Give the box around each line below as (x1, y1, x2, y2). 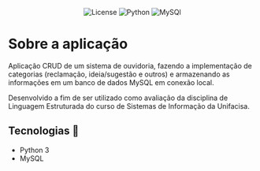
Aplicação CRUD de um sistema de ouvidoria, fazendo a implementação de (8, 61, 252, 70)
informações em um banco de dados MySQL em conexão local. (8, 77, 214, 87)
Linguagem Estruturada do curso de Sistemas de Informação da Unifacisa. (8, 101, 250, 110)
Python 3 (19, 145, 50, 154)
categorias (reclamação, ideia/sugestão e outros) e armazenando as (8, 69, 230, 79)
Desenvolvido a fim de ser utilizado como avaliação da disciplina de (8, 93, 228, 102)
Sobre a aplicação (8, 35, 128, 53)
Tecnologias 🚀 (8, 125, 80, 138)
